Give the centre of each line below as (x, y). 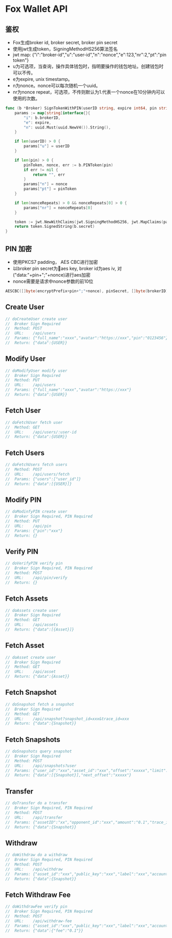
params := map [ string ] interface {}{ (52, 113)
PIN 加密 (19, 249)
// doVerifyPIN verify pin (34, 564)
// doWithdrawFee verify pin (36, 907)
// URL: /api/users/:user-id (41, 432)
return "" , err (49, 175)
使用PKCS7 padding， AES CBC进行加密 (55, 262)
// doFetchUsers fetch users (36, 465)
